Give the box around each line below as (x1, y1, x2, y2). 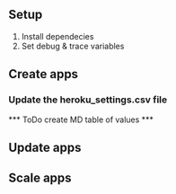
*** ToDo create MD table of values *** (8, 114, 154, 125)
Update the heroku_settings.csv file (8, 93, 168, 106)
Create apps (8, 66, 78, 82)
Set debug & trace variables (21, 40, 125, 51)
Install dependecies (21, 31, 94, 41)
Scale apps (8, 171, 73, 186)
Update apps (8, 139, 82, 155)
